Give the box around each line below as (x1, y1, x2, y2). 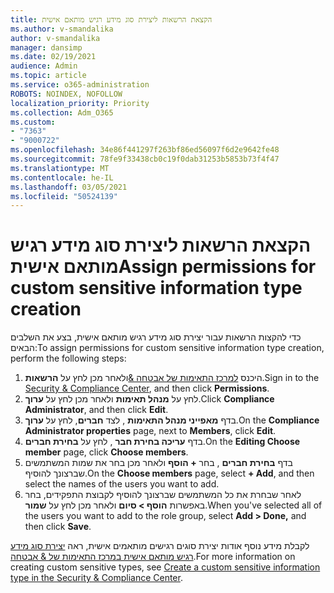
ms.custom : (10, 117, 56, 127)
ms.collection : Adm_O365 (10, 107, 114, 118)
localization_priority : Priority (10, 98, 150, 108)
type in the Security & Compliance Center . (10, 572, 183, 584)
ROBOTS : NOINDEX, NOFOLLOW (10, 89, 123, 99)
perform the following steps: (10, 352, 127, 365)
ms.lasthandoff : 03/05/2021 (10, 182, 128, 192)
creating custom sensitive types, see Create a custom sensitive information (10, 561, 321, 573)
